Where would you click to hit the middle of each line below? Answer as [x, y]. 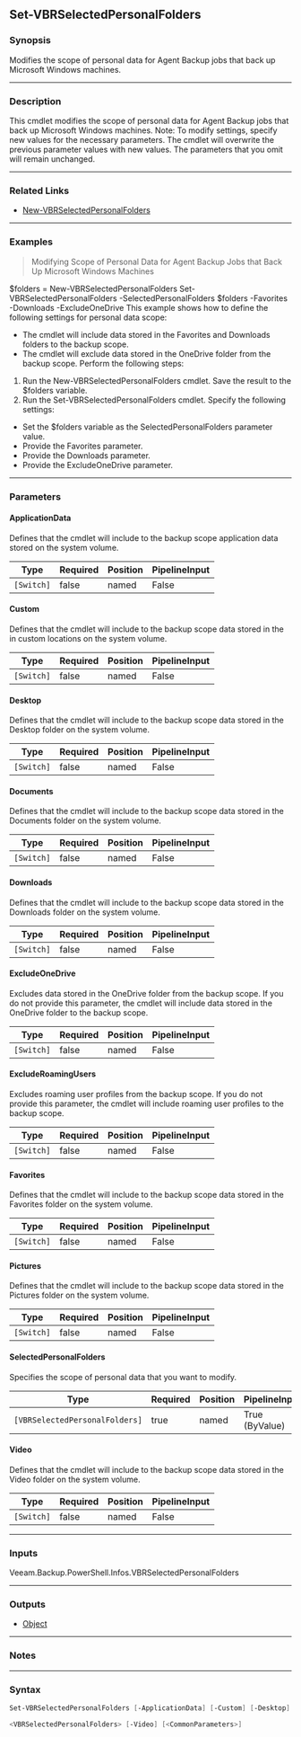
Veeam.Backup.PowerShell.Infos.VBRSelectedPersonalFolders [124, 1573]
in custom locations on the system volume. [88, 638]
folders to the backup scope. [76, 344]
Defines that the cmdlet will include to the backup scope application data [144, 537]
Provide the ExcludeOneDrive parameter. [97, 465]
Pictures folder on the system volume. [79, 1295]
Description [35, 101]
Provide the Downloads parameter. [86, 455]
